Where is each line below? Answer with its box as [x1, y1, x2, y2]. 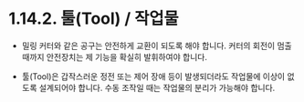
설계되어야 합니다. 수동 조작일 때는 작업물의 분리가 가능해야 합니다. [38, 82, 276, 93]
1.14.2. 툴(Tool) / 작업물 [8, 8, 179, 29]
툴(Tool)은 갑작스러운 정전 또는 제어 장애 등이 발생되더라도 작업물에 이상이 [21, 70, 285, 82]
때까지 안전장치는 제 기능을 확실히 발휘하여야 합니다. [21, 51, 207, 62]
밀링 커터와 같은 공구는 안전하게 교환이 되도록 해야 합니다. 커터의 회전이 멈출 [21, 40, 293, 51]
